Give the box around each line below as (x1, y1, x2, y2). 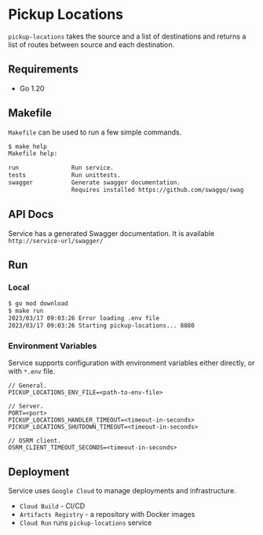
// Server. (8, 403, 44, 411)
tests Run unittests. (8, 172, 122, 179)
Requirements (8, 63, 79, 76)
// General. (8, 382, 47, 390)
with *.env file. (8, 367, 56, 376)
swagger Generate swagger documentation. (8, 179, 181, 186)
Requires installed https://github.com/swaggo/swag (71, 186, 244, 194)
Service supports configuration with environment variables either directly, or (8, 358, 255, 367)
